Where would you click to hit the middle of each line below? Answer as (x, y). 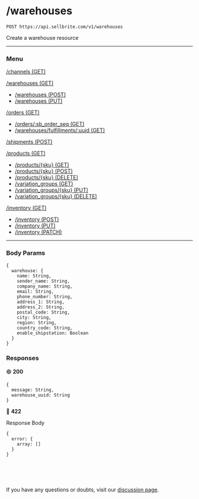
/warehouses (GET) (30, 83)
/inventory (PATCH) (38, 232)
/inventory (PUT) (35, 226)
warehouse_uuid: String (41, 395)
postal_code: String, (43, 312)
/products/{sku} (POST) (44, 171)
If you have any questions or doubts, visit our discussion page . (83, 489)
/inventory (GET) (26, 208)
